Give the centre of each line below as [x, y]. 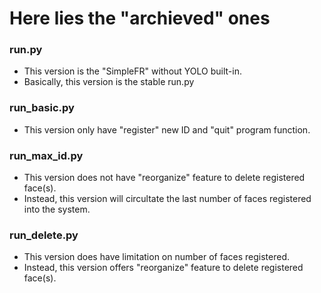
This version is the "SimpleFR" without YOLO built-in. [133, 71]
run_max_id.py [46, 155]
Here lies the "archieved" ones [140, 18]
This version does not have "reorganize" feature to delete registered [164, 178]
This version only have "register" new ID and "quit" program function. [167, 129]
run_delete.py [44, 235]
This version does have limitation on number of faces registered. [157, 257]
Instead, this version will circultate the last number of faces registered [167, 199]
